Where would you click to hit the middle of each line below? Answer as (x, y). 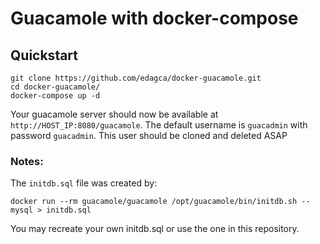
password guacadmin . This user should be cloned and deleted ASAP (149, 135)
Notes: (27, 161)
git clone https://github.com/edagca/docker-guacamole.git (136, 78)
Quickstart (44, 55)
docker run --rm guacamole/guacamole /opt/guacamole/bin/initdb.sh (154, 202)
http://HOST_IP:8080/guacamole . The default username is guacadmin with (159, 125)
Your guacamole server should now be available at (114, 114)
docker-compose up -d (55, 96)
